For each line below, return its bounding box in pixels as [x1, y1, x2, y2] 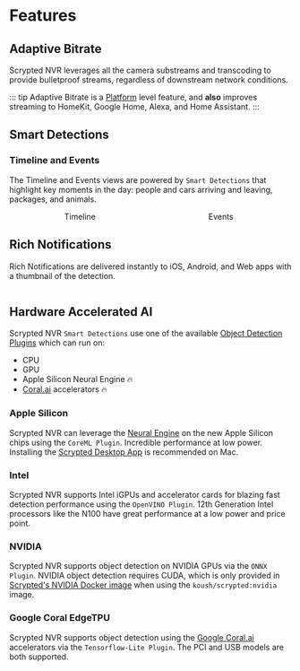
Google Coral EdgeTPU [9, 612, 110, 624]
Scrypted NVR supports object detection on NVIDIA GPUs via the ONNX [9, 561, 268, 571]
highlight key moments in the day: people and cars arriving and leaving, [9, 184, 273, 195]
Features [9, 5, 77, 26]
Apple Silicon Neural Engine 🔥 [21, 374, 133, 385]
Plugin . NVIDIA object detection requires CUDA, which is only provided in [9, 571, 280, 581]
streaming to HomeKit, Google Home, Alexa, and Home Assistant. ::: [9, 101, 260, 112]
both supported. [9, 651, 69, 662]
